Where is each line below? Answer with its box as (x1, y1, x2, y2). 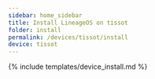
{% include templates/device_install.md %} (8, 62, 148, 71)
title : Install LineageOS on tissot (8, 19, 128, 27)
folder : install (8, 26, 61, 34)
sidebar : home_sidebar (8, 11, 83, 20)
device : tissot (8, 41, 58, 48)
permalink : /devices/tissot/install (8, 33, 128, 41)
